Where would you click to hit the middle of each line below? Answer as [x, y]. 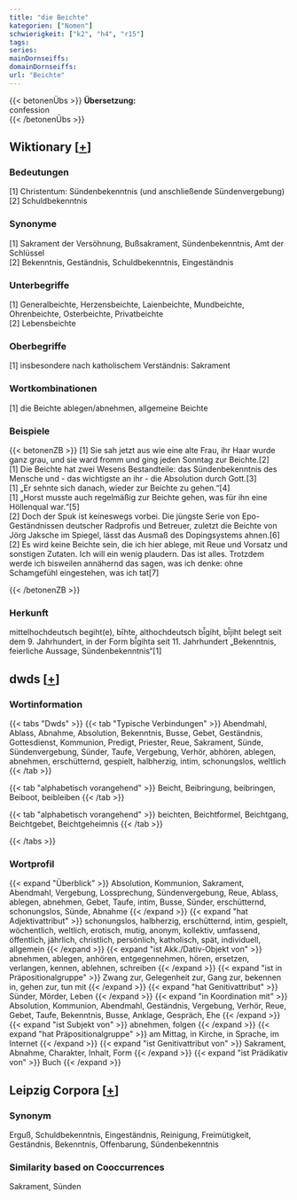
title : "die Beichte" [49, 17]
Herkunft [29, 613]
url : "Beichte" [37, 75]
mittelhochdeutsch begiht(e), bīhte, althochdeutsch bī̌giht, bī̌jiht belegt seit [145, 632]
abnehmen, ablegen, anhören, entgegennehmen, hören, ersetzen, [129, 959]
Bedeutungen [39, 172]
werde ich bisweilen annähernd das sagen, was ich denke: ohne [126, 563]
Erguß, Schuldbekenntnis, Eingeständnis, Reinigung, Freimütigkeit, [130, 1134]
